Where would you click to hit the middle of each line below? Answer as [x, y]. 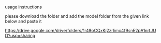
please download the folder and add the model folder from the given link [77, 16]
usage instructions [23, 7]
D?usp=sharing [20, 36]
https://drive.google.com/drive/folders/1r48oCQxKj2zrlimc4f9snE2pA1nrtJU [80, 30]
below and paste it [23, 21]
